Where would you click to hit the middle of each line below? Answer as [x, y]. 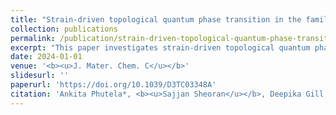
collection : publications [64, 29]
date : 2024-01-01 [46, 57]
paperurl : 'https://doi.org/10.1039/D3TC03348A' [113, 85]
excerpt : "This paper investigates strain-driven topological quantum [160, 47]
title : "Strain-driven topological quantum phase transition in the [156, 19]
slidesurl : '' [40, 76]
